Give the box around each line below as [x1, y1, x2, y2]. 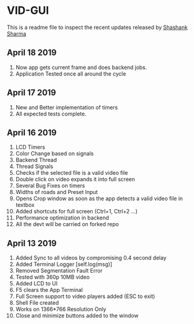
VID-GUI [7, 4, 49, 18]
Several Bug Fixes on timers [15, 182, 85, 189]
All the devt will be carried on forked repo [15, 221, 119, 228]
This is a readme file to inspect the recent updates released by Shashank [7, 24, 188, 31]
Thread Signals [15, 163, 54, 170]
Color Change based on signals [15, 150, 94, 157]
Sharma [7, 30, 27, 37]
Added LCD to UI [15, 280, 58, 287]
